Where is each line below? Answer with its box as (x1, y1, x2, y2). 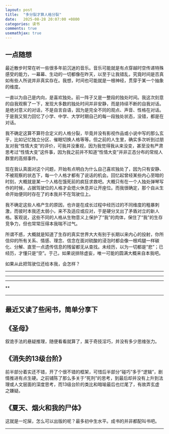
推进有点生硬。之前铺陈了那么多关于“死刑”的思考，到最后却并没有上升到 (9, 375, 159, 381)
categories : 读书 (5, 21, 40, 27)
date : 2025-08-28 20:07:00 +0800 (5, 17, 80, 22)
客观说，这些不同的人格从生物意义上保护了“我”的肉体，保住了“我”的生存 (14, 214, 163, 220)
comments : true (5, 26, 37, 31)
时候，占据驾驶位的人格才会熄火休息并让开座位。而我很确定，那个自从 (14, 184, 159, 191)
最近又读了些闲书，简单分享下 (5, 305, 98, 314)
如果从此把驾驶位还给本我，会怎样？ (5, 261, 80, 267)
